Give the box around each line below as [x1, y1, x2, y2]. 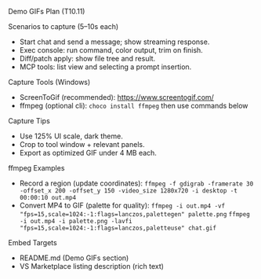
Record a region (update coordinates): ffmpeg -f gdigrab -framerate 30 [19, 178, 254, 188]
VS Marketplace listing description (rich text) [19, 262, 165, 270]
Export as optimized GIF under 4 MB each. [19, 149, 157, 157]
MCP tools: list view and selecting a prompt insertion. [19, 62, 192, 72]
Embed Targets [8, 238, 57, 247]
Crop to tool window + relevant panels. [19, 140, 145, 149]
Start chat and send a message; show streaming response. [19, 37, 210, 46]
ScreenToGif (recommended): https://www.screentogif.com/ [19, 93, 214, 101]
